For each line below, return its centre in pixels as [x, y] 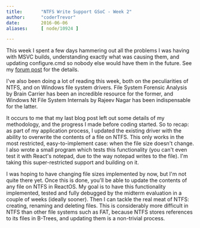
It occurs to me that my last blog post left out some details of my [85, 118]
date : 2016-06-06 [37, 23]
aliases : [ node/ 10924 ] [42, 28]
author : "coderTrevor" [41, 17]
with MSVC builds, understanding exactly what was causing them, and [93, 57]
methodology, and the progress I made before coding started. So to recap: [98, 124]
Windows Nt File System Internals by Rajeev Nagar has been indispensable [99, 100]
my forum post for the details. [43, 70]
